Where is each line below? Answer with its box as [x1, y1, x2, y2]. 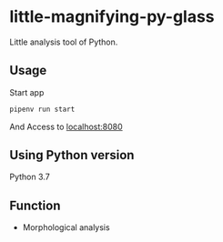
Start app [9, 86, 45, 97]
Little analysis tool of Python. [9, 36, 118, 47]
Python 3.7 [9, 171, 50, 183]
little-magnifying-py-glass [9, 6, 216, 27]
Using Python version [9, 147, 135, 163]
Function [9, 197, 61, 213]
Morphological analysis [22, 222, 111, 233]
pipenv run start [9, 105, 76, 114]
